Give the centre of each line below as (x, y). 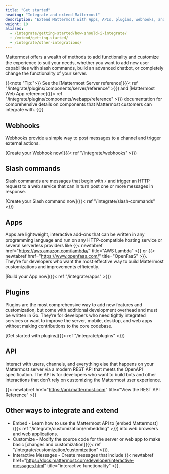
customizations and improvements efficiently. (52, 267)
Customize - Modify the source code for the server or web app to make (87, 439)
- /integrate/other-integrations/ (46, 43)
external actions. (23, 143)
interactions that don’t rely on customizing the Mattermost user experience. (83, 380)
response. (16, 192)
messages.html (28, 466)
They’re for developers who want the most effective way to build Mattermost (85, 261)
